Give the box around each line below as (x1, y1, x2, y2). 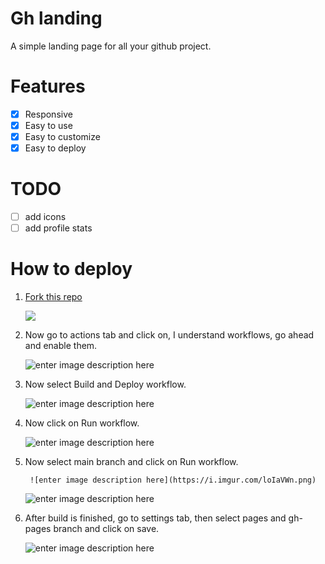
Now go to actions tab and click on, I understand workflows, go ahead (24, 329, 315, 341)
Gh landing (10, 7, 103, 30)
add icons (24, 211, 67, 223)
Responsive (24, 108, 73, 120)
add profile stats (24, 222, 93, 234)
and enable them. (24, 340, 98, 352)
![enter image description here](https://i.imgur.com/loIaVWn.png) (29, 475, 317, 486)
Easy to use (24, 119, 73, 131)
